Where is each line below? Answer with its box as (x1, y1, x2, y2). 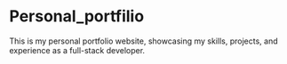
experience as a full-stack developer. (9, 44, 145, 55)
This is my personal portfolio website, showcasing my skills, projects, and (9, 36, 278, 46)
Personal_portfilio (9, 6, 145, 27)
